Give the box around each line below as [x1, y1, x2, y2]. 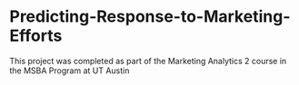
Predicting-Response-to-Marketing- [9, 6, 291, 27]
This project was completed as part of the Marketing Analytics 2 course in [9, 55, 287, 66]
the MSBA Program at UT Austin [9, 65, 130, 76]
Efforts [9, 25, 63, 46]
